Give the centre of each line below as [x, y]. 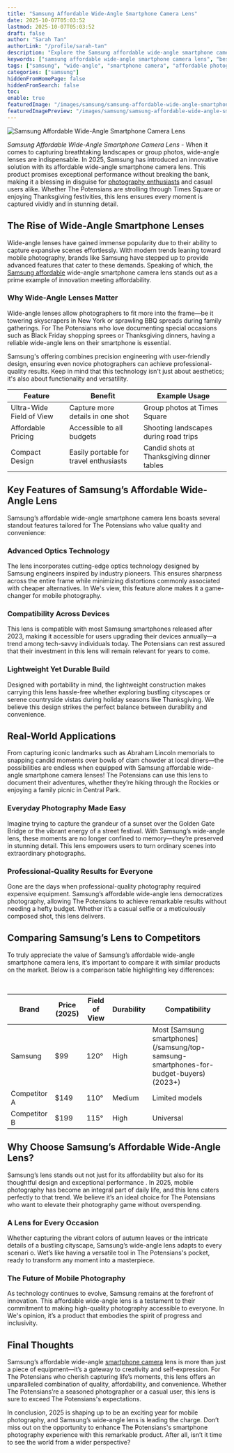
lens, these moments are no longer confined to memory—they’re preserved [116, 838]
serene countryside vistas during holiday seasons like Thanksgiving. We [111, 699]
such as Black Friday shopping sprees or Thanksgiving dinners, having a [111, 335]
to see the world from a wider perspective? [69, 1442]
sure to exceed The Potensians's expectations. [74, 1399]
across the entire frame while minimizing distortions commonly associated [114, 581]
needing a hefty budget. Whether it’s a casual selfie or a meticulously [107, 908]
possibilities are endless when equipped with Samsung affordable [102, 768]
